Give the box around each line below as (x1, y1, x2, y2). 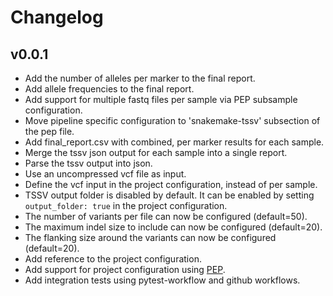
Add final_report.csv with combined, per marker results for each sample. (24, 136, 325, 148)
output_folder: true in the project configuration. (24, 200, 228, 211)
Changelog (10, 6, 104, 29)
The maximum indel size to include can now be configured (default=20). (24, 221, 323, 233)
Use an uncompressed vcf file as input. (24, 168, 187, 180)
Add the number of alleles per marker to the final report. (24, 72, 256, 84)
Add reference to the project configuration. (24, 253, 202, 265)
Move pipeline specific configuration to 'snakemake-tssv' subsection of (24, 115, 321, 126)
